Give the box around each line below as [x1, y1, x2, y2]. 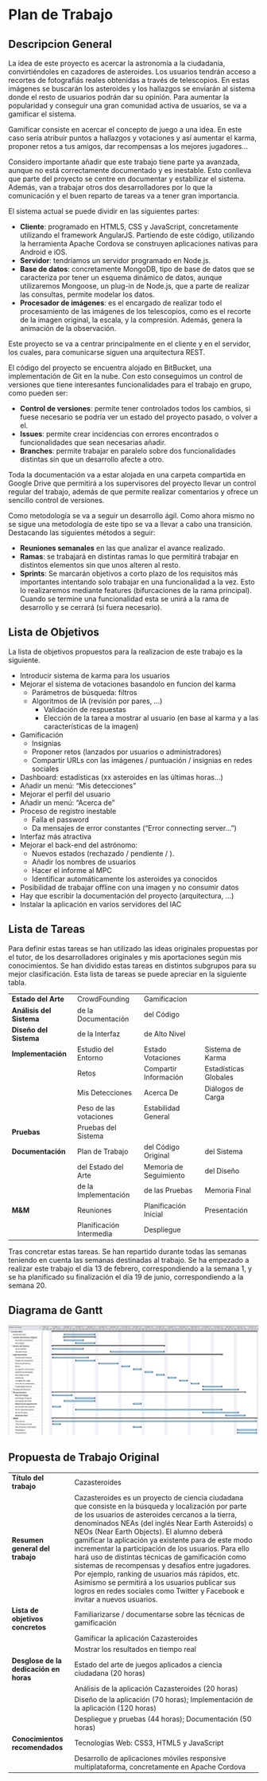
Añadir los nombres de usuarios [31, 857, 137, 867]
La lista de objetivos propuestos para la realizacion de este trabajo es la [8, 647, 243, 656]
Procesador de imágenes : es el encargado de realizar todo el [19, 298, 222, 308]
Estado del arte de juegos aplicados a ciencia [74, 1660, 222, 1669]
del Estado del [76, 1162, 124, 1171]
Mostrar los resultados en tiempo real [74, 1645, 196, 1654]
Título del [11, 1473, 44, 1483]
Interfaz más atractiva [19, 832, 92, 841]
